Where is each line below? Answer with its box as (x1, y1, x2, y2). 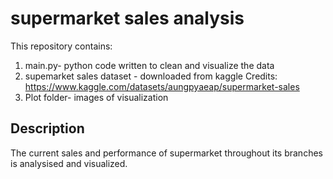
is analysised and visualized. (10, 157, 128, 169)
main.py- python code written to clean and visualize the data (24, 59, 275, 71)
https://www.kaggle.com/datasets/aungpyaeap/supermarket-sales (24, 80, 300, 92)
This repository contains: (10, 40, 113, 52)
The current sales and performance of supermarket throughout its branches (10, 147, 323, 159)
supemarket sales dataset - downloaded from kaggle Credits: (24, 70, 278, 82)
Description (10, 120, 85, 137)
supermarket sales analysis (10, 7, 245, 30)
